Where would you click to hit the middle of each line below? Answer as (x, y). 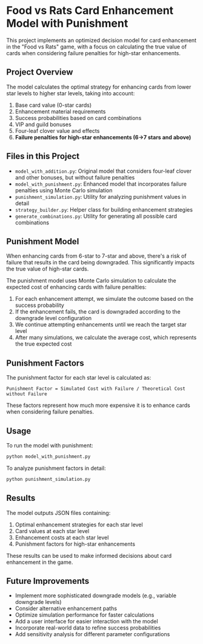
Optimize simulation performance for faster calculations (85, 615)
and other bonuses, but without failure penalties (75, 177)
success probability (40, 305)
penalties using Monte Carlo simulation (64, 190)
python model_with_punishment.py (48, 457)
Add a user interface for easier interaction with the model (87, 622)
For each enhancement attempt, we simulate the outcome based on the (104, 299)
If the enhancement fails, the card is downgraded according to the (98, 312)
